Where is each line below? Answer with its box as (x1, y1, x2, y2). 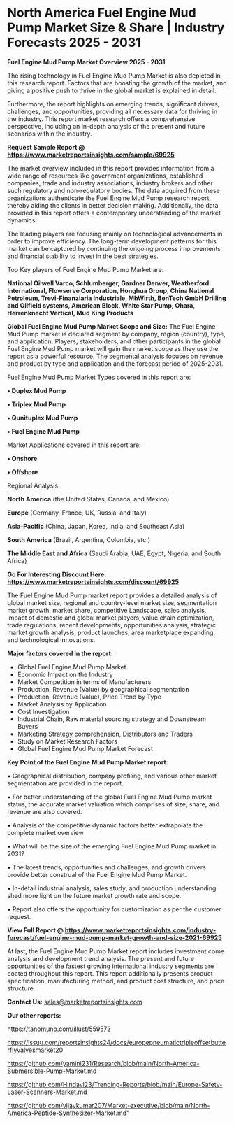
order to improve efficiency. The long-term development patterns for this (7, 236, 217, 246)
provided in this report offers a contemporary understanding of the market (7, 208, 221, 217)
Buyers (17, 722, 38, 730)
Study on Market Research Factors (17, 737, 117, 746)
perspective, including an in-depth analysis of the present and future (7, 122, 205, 130)
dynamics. (7, 215, 37, 225)
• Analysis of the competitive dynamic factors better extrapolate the (7, 820, 203, 830)
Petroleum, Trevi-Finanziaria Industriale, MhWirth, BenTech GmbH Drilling (7, 294, 226, 302)
